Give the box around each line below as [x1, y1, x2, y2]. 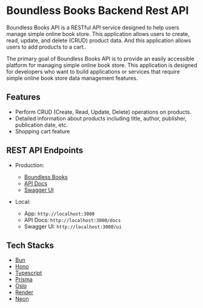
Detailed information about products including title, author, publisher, [15, 114, 187, 122]
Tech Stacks [6, 240, 55, 250]
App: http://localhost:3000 [24, 209, 95, 217]
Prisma [15, 276, 33, 283]
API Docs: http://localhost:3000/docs [24, 216, 121, 223]
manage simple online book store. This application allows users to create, [6, 30, 190, 37]
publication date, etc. [15, 121, 68, 128]
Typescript [15, 269, 42, 277]
